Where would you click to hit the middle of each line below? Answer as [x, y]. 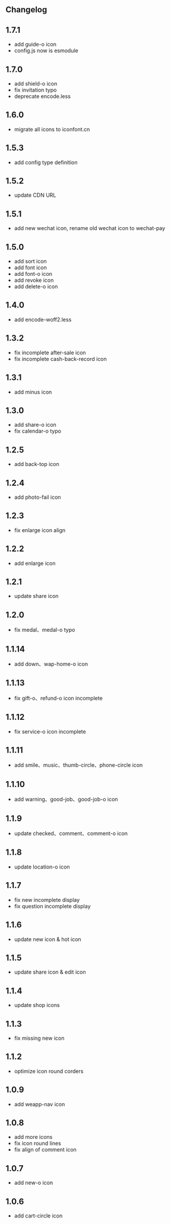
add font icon [30, 268]
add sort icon [30, 262]
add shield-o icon [36, 84]
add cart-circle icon [38, 1216]
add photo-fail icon [37, 497]
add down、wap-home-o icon [51, 664]
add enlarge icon [35, 563]
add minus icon [33, 392]
